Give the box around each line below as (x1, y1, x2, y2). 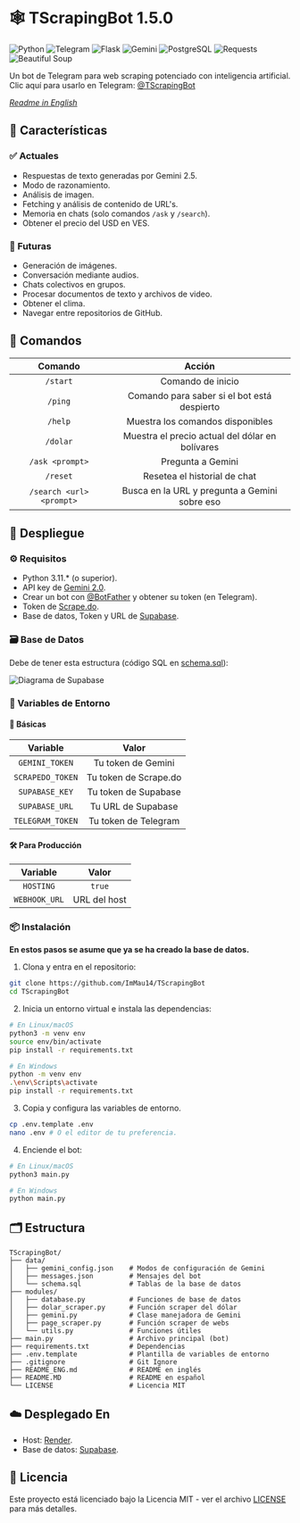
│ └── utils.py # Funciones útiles (9, 1327, 202, 1336)
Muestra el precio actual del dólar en (122, 429, 277, 442)
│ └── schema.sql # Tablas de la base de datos (9, 1279, 242, 1289)
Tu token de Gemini (93, 756, 175, 769)
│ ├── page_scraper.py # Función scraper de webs (9, 1319, 229, 1327)
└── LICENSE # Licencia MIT (9, 1381, 186, 1390)
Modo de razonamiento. (21, 179, 111, 190)
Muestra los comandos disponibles (126, 415, 273, 428)
